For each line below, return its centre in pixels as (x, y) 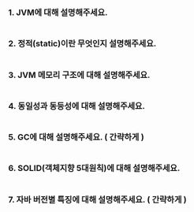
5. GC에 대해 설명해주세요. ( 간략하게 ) (76, 137)
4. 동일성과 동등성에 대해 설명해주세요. (77, 106)
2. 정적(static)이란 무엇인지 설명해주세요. (82, 43)
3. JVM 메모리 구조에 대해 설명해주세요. (79, 75)
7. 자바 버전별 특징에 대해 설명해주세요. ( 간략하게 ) (97, 199)
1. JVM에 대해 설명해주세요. (58, 12)
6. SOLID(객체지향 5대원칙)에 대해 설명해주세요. (94, 169)
